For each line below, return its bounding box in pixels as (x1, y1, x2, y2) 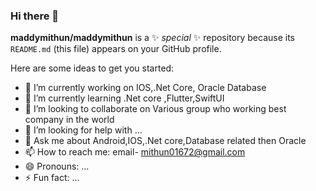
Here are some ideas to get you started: (10, 62, 175, 74)
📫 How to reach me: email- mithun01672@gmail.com (24, 146, 246, 158)
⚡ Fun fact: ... (24, 172, 80, 184)
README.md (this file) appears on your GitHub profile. (10, 43, 222, 55)
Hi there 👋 (10, 9, 60, 23)
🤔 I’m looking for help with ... (24, 124, 143, 136)
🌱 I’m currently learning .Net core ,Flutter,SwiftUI (24, 92, 225, 104)
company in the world (24, 114, 115, 126)
